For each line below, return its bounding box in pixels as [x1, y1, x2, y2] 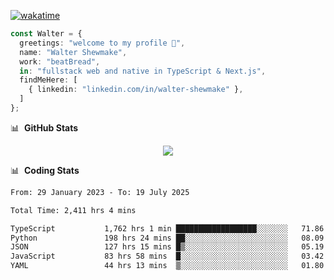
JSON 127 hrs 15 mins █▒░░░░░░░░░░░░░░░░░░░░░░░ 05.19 [10, 242, 325, 252]
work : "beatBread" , [19, 56, 101, 67]
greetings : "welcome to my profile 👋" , [19, 38, 186, 48]
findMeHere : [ [19, 75, 78, 85]
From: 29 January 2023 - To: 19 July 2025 [10, 187, 190, 197]
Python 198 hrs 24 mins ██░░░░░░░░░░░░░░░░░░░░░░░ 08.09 [10, 233, 325, 243]
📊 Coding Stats [10, 164, 80, 176]
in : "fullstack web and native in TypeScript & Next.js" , [19, 66, 267, 76]
